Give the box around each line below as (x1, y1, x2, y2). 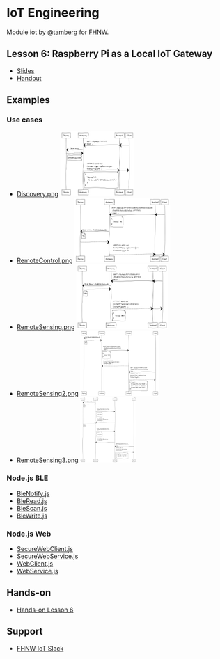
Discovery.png (16, 190, 58, 198)
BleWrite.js (16, 511, 48, 520)
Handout (16, 74, 42, 82)
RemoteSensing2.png (16, 390, 79, 398)
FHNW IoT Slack (16, 644, 64, 652)
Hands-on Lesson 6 (16, 605, 74, 614)
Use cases (6, 115, 43, 125)
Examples (6, 94, 50, 106)
